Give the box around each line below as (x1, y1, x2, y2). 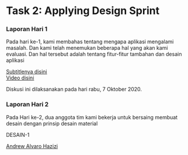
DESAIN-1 (6, 131, 30, 138)
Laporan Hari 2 (6, 101, 49, 109)
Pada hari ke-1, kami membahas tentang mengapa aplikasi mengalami (6, 38, 174, 45)
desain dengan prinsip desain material (6, 120, 98, 127)
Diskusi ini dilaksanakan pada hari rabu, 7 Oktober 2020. (6, 86, 142, 93)
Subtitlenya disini (6, 68, 48, 75)
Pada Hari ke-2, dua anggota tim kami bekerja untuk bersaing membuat (6, 113, 178, 120)
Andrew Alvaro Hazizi (6, 142, 58, 150)
